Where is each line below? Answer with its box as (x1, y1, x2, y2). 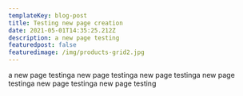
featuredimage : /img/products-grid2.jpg (8, 48, 145, 56)
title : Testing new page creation (8, 19, 124, 27)
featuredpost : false (8, 41, 78, 49)
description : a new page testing (8, 33, 120, 42)
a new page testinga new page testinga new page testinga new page (8, 71, 236, 79)
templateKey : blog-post (8, 11, 88, 20)
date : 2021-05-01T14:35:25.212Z (8, 26, 116, 34)
